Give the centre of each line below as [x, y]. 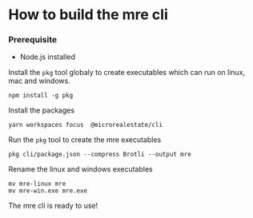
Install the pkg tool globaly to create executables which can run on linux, [127, 73]
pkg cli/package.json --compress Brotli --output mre [100, 155]
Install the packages [41, 110]
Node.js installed [48, 57]
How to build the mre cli [88, 15]
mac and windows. [39, 81]
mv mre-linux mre [37, 184]
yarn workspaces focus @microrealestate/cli [85, 125]
